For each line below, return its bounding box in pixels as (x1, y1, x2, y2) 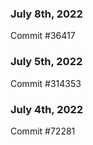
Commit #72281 (10, 125, 76, 137)
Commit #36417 (10, 30, 76, 42)
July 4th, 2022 (10, 102, 84, 116)
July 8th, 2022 (10, 7, 83, 21)
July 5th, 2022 (10, 55, 83, 69)
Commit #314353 (10, 77, 82, 89)
